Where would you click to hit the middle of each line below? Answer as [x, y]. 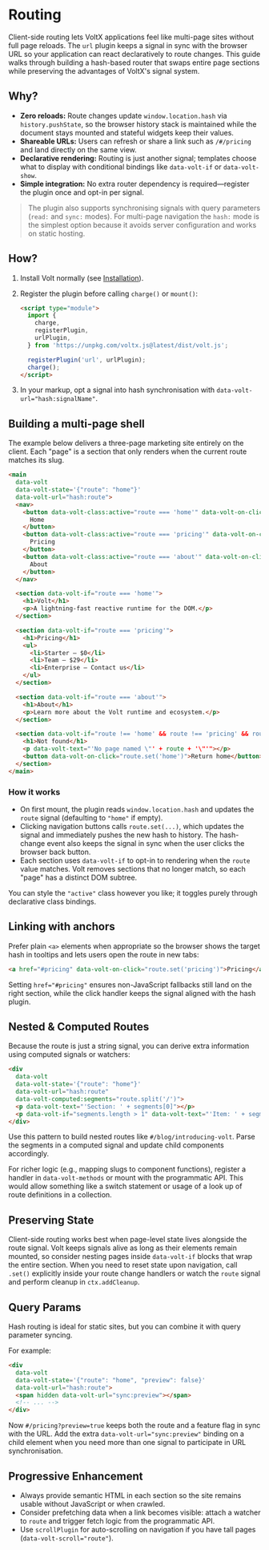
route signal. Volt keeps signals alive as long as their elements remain [123, 1248]
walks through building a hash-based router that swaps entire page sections [134, 63]
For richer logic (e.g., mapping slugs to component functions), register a [127, 1169]
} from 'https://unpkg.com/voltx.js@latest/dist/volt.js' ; [128, 345]
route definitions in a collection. [60, 1195]
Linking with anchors [62, 927]
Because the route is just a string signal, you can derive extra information [129, 1046]
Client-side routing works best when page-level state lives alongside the [128, 1240]
